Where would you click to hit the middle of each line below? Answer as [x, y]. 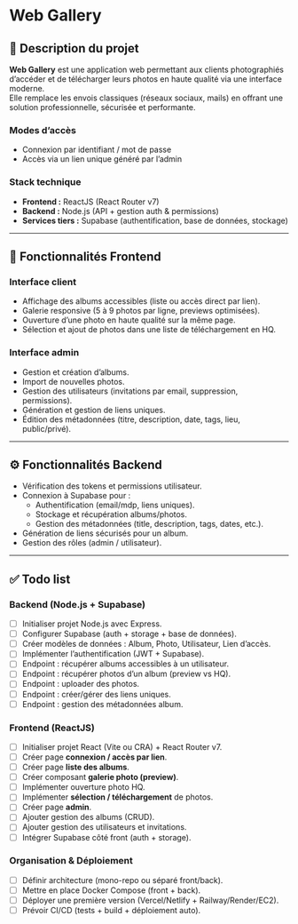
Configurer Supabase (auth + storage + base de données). [129, 634]
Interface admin [44, 353]
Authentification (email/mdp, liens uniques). [115, 505]
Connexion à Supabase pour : [76, 496]
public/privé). [47, 428]
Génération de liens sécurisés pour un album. [105, 533]
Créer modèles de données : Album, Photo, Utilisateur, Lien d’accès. [146, 644]
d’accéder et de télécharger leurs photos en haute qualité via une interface [145, 79]
